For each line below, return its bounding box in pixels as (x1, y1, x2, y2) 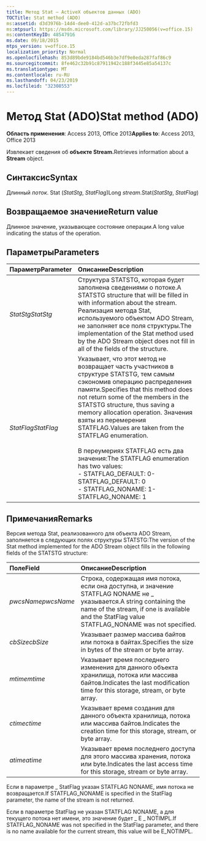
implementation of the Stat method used (77, 329, 194, 338)
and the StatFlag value (80, 613, 145, 621)
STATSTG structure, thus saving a (77, 401, 175, 409)
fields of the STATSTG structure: (6, 550, 88, 557)
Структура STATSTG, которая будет (77, 275, 185, 284)
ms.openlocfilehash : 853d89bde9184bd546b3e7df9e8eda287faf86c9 (6, 55, 172, 61)
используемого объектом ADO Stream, (77, 314, 194, 323)
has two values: (77, 462, 123, 470)
